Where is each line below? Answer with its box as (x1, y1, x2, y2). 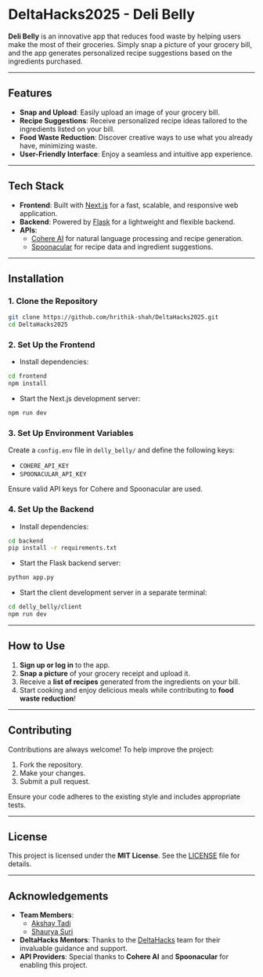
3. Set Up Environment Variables (8, 427, 134, 438)
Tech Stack (8, 179, 64, 193)
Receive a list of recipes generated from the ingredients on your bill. (19, 677, 240, 686)
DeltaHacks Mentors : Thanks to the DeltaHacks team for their (19, 935, 221, 945)
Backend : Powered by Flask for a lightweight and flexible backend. (19, 217, 236, 226)
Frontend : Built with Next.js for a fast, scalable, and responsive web (19, 200, 239, 210)
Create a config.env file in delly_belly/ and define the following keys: (8, 445, 235, 455)
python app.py (8, 573, 55, 582)
